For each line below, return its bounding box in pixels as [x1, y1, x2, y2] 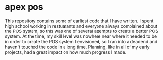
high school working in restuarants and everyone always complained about [5, 23, 158, 29]
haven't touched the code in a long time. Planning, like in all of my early [5, 44, 150, 50]
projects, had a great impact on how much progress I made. [5, 49, 127, 55]
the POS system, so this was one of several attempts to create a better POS [5, 28, 159, 34]
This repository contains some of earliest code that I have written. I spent [5, 18, 154, 24]
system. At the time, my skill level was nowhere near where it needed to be [5, 33, 157, 39]
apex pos [5, 1, 43, 13]
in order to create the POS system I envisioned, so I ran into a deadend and [5, 38, 158, 44]
